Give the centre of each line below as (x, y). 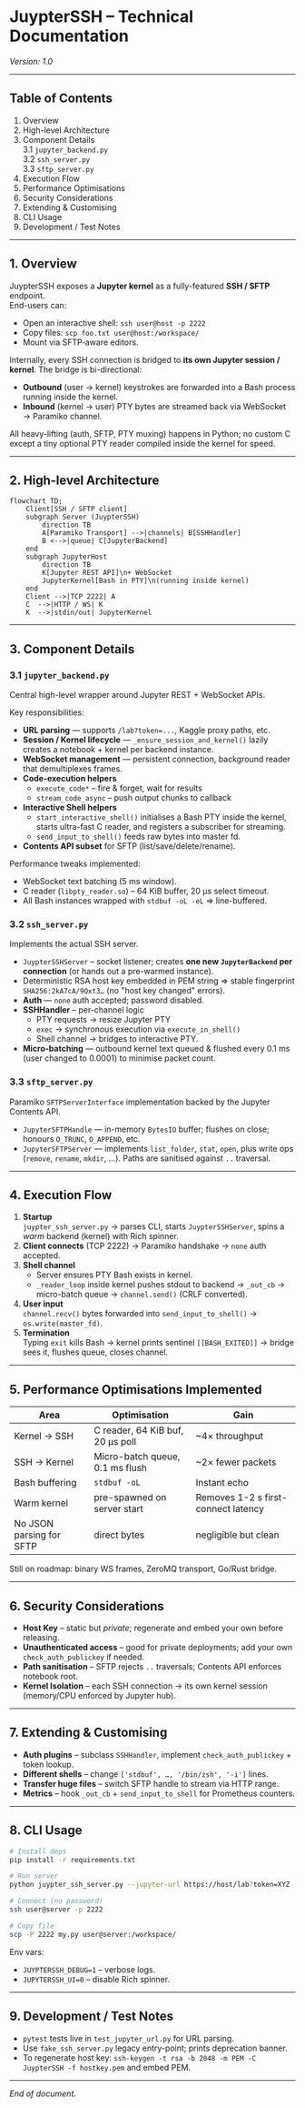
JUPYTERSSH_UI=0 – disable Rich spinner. (96, 1979)
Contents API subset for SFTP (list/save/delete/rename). (129, 846)
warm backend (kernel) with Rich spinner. (100, 1236)
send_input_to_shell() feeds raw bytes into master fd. (138, 837)
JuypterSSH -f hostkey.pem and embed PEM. (107, 2067)
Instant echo (222, 1483)
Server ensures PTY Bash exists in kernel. (114, 1275)
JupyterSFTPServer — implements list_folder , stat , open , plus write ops (158, 1148)
